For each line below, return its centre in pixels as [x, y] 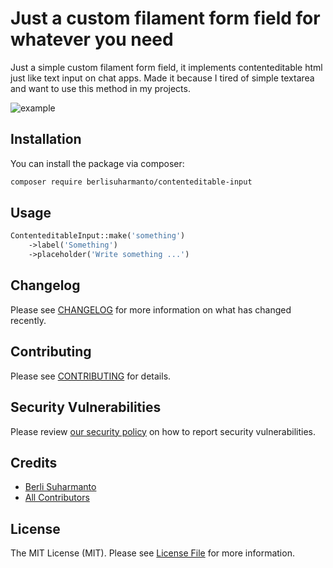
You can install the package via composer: [97, 163]
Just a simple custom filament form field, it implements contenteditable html [166, 67]
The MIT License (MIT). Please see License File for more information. [152, 553]
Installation [46, 139]
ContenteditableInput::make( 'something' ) [98, 236]
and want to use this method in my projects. [100, 88]
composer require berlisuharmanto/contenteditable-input [131, 182]
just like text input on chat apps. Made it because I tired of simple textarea [162, 78]
